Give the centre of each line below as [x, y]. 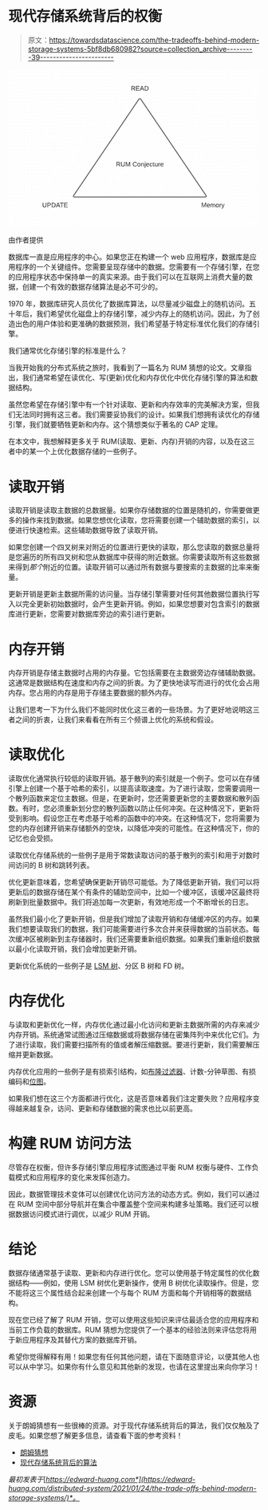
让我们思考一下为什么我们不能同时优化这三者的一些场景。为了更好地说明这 [130, 710]
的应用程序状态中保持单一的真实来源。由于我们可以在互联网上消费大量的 [127, 277]
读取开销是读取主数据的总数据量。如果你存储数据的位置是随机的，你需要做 [130, 511]
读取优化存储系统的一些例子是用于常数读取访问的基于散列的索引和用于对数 [130, 855]
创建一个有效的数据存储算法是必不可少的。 [92, 287]
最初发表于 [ [27, 1479]
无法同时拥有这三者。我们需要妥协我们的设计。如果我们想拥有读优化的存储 [137, 415]
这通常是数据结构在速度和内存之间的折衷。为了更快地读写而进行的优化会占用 [134, 683]
